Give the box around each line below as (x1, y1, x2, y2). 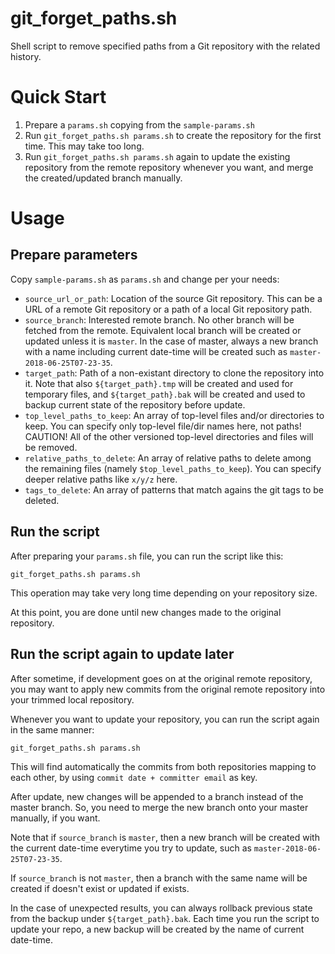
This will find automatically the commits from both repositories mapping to (10, 760, 317, 772)
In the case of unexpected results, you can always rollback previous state (10, 902, 313, 914)
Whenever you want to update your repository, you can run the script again (10, 713, 320, 725)
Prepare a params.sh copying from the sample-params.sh (24, 118, 255, 131)
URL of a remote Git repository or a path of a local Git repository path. (24, 303, 313, 315)
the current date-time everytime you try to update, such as (10, 842, 252, 854)
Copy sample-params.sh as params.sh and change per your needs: (10, 273, 280, 285)
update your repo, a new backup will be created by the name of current (10, 923, 305, 935)
